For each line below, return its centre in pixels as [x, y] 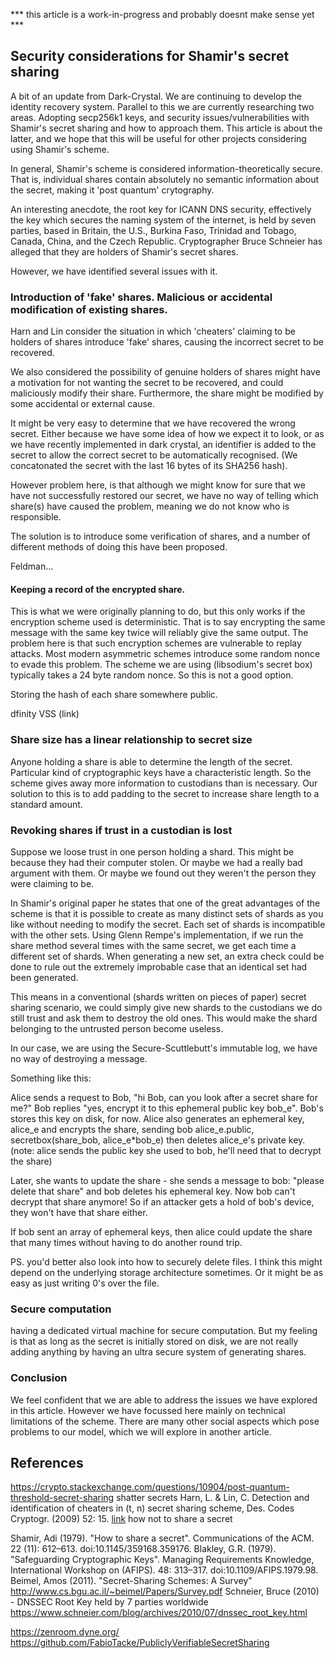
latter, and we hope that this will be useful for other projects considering [158, 138]
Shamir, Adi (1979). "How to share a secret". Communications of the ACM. [162, 1538]
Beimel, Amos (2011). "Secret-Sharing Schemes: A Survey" [131, 1581]
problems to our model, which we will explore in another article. [141, 1431]
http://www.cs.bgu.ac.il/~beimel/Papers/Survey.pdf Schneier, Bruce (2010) [165, 1591]
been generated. [44, 977]
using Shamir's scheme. [60, 149]
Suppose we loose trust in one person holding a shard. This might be [152, 851]
